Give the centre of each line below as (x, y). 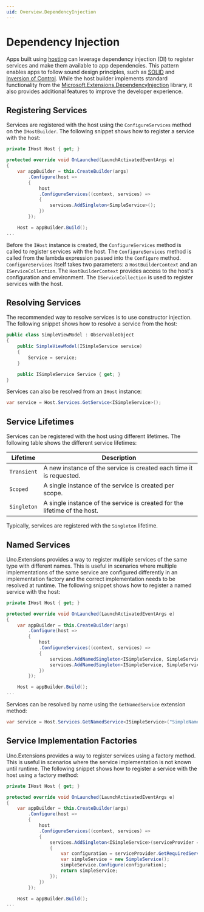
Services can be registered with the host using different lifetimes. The (93, 436)
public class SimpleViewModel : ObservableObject (70, 335)
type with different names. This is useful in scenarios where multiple (92, 566)
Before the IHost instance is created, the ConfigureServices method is (94, 245)
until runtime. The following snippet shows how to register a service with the (102, 768)
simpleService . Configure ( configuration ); (114, 865)
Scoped (19, 489)
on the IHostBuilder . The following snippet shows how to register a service (100, 131)
